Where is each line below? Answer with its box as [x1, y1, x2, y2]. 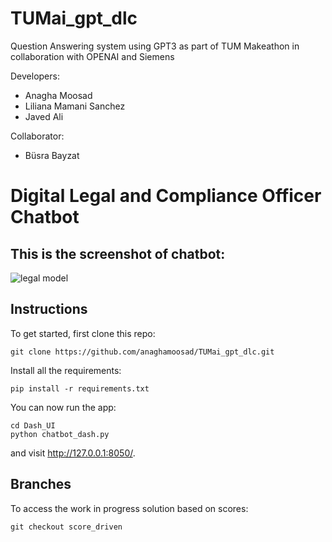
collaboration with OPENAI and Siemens [10, 50, 175, 62]
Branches [10, 476, 72, 493]
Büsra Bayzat [24, 149, 80, 161]
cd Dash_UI [10, 420, 56, 431]
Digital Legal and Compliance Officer [10, 185, 322, 207]
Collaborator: [10, 130, 65, 142]
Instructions [10, 301, 88, 318]
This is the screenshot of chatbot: [10, 245, 226, 262]
